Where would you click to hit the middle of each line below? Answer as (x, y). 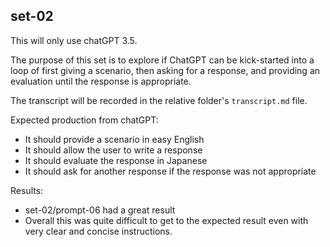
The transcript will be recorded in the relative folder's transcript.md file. (159, 100)
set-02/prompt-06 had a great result (100, 210)
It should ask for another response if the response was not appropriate (170, 171)
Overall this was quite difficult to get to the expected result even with (166, 220)
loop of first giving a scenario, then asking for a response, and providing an (165, 70)
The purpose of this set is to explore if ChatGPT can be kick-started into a (162, 60)
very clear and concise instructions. (98, 231)
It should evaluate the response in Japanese (116, 160)
